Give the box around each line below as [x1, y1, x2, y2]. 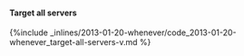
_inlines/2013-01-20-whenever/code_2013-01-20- [49, 27, 237, 38]
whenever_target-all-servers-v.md [9, 37, 138, 48]
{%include [9, 27, 48, 38]
